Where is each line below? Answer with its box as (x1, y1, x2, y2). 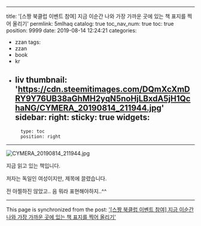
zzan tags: (14, 38, 41, 46)
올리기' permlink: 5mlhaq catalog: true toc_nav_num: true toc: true (12, 20, 174, 27)
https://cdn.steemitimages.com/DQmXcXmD (17, 85, 190, 95)
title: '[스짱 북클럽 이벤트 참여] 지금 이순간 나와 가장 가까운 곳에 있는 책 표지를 (6, 13, 187, 20)
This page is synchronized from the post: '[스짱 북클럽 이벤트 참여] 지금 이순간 (6, 206, 194, 213)
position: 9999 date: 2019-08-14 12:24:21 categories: (6, 27, 137, 34)
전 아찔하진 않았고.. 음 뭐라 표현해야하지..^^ (6, 187, 106, 195)
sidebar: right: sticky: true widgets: (14, 112, 150, 123)
